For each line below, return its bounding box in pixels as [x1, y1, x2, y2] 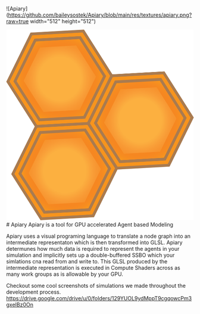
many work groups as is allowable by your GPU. [6, 271, 123, 278]
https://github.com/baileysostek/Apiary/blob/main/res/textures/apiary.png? [8, 11, 192, 18]
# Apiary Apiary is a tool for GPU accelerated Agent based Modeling [6, 221, 174, 228]
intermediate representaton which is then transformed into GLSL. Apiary [6, 239, 183, 246]
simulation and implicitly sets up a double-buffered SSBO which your [6, 251, 175, 259]
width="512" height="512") [30, 18, 96, 24]
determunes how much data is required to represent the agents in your [6, 245, 180, 252]
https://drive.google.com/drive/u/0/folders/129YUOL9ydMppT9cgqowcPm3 [6, 295, 192, 301]
